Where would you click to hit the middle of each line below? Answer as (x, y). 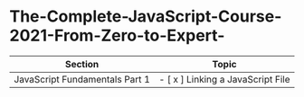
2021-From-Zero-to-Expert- (117, 35)
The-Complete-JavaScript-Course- (146, 17)
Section (82, 64)
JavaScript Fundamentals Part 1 (82, 79)
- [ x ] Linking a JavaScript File (225, 79)
